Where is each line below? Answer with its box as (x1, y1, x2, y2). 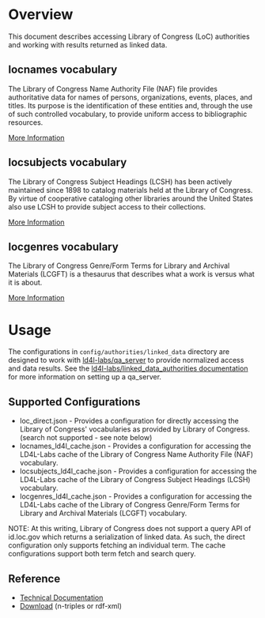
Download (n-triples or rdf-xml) (19, 601, 123, 610)
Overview (8, 6, 74, 24)
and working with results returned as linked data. (8, 40, 168, 49)
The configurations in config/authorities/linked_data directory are (8, 347, 230, 356)
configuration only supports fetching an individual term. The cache (8, 541, 226, 550)
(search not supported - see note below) (19, 433, 153, 443)
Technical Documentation (19, 593, 104, 602)
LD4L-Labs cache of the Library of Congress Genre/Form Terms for (19, 500, 240, 510)
